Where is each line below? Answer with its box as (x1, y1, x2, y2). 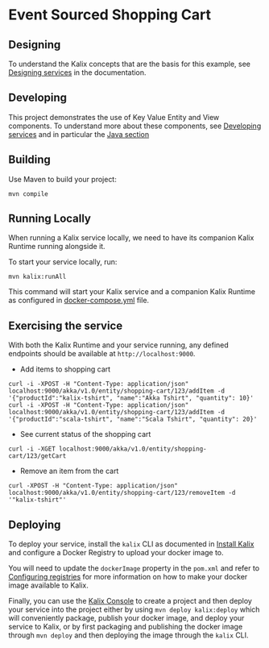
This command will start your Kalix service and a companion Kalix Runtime (8, 287, 256, 297)
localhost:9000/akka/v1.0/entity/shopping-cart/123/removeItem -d (8, 489, 236, 497)
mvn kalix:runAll (8, 272, 67, 281)
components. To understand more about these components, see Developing (8, 121, 262, 131)
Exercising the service (8, 318, 123, 332)
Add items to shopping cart (19, 364, 111, 374)
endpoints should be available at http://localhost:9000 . (8, 349, 196, 359)
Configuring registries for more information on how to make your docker (8, 572, 248, 582)
